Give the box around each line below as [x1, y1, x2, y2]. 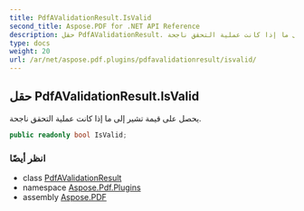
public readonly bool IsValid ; [9, 130, 128, 139]
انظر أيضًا [9, 151, 46, 164]
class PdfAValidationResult [22, 172, 122, 183]
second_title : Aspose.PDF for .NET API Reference [9, 22, 201, 31]
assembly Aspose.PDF [22, 191, 107, 202]
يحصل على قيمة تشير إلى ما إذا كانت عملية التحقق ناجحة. [9, 112, 202, 123]
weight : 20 [9, 47, 51, 56]
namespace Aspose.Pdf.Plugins [22, 182, 142, 193]
